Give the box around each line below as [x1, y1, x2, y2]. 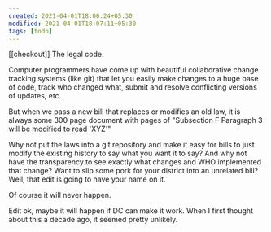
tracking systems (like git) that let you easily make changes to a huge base [8, 74, 259, 84]
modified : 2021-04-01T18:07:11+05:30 [8, 20, 137, 28]
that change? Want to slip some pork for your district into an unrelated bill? [8, 166, 259, 176]
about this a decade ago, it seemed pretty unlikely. [8, 215, 178, 225]
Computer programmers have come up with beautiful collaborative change [8, 65, 259, 75]
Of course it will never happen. [8, 190, 111, 200]
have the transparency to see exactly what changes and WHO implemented [8, 157, 262, 167]
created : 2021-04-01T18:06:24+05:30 [8, 11, 133, 20]
